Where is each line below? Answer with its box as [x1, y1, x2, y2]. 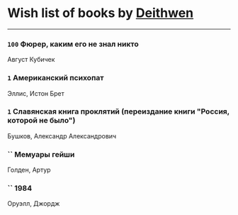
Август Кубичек [7, 55, 55, 64]
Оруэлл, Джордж [7, 199, 60, 208]
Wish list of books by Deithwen [7, 5, 194, 21]
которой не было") [7, 116, 76, 126]
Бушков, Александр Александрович [7, 131, 117, 140]
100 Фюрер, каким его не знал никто [7, 39, 140, 49]
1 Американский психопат [7, 73, 104, 83]
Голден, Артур [7, 165, 51, 175]
